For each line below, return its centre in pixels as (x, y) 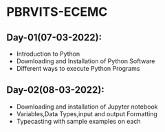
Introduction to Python (48, 54)
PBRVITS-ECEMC (57, 12)
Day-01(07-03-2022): (54, 37)
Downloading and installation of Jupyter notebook (87, 107)
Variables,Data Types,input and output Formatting (87, 113)
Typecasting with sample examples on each (79, 121)
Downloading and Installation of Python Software (86, 61)
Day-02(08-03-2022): (55, 90)
